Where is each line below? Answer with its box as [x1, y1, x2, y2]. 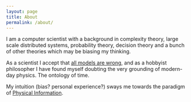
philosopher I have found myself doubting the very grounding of [6, 66, 161, 73]
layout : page [6, 8, 38, 15]
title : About [6, 14, 38, 20]
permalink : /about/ [6, 19, 54, 25]
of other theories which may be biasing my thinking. [6, 48, 131, 55]
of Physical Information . [6, 89, 63, 97]
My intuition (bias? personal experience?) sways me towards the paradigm [6, 83, 185, 90]
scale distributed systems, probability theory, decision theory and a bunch [6, 42, 185, 49]
